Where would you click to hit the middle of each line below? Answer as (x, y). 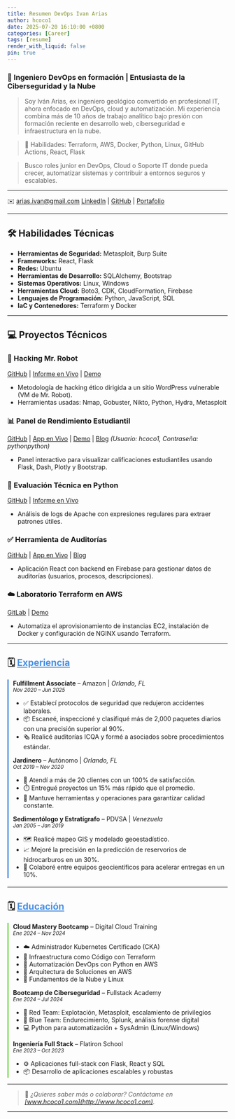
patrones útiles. (40, 522)
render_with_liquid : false (47, 46)
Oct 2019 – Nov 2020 (38, 767)
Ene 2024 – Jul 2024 (38, 1000)
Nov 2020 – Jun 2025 (39, 690)
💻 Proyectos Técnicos (57, 335)
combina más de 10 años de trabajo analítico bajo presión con (113, 116)
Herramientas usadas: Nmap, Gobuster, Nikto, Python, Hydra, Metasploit (122, 402)
